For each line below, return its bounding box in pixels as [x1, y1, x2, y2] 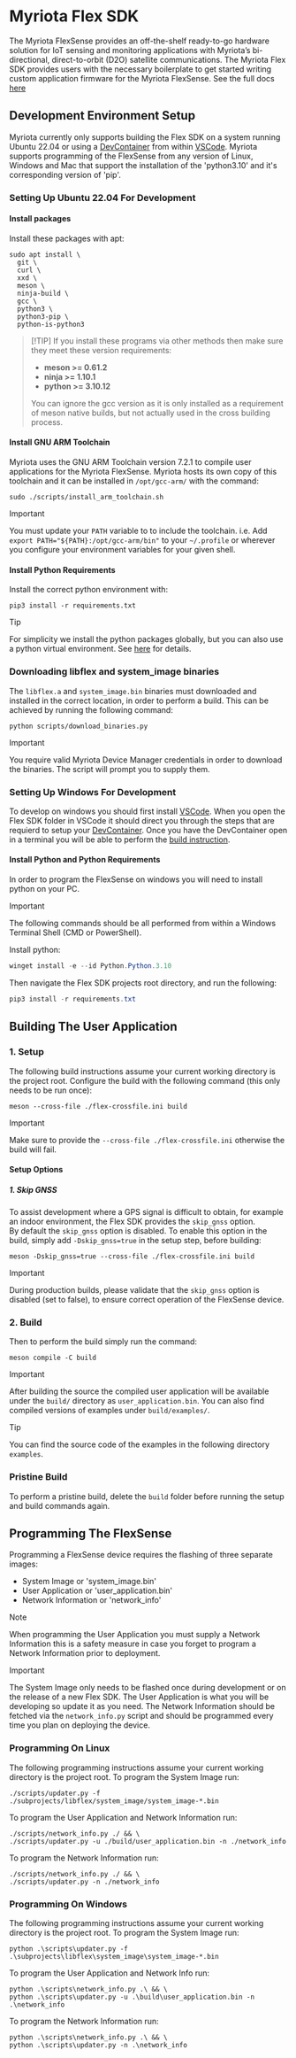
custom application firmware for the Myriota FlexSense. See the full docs [9, 73, 276, 83]
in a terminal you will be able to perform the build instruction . [9, 834, 231, 845]
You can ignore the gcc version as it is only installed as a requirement [30, 398, 285, 408]
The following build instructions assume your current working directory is [9, 1065, 276, 1077]
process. [30, 416, 64, 427]
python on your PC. [9, 884, 80, 894]
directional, [9, 54, 50, 65]
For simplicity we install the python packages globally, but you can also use [9, 634, 284, 645]
